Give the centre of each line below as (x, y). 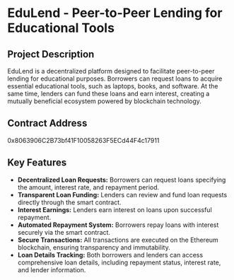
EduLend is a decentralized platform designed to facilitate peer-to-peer (111, 71)
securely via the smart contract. (64, 232)
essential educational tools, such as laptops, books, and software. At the (113, 86)
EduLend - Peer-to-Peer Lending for (115, 13)
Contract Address (47, 123)
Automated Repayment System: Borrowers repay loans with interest (118, 225)
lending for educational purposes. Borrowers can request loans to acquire (115, 78)
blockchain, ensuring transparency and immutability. (94, 247)
